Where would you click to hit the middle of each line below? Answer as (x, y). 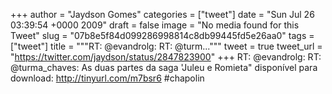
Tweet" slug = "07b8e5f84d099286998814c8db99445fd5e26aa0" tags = (162, 35)
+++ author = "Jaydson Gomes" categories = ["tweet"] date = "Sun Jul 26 (162, 14)
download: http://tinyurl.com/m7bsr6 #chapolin (107, 78)
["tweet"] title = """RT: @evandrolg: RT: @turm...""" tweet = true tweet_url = (166, 46)
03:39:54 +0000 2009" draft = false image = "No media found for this (155, 25)
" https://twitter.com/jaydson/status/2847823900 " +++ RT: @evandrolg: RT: (166, 57)
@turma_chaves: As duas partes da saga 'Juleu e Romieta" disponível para (164, 67)
